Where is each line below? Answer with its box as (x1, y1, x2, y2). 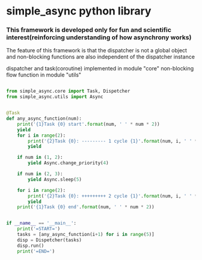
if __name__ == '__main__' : (6, 220, 77, 226)
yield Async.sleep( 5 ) (28, 176, 82, 182)
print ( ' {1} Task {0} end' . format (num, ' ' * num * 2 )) (17, 204, 155, 210)
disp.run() (17, 243, 44, 249)
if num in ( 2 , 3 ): (17, 171, 63, 177)
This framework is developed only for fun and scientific (6, 26, 171, 34)
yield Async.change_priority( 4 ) (28, 160, 109, 166)
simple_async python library (6, 4, 151, 18)
